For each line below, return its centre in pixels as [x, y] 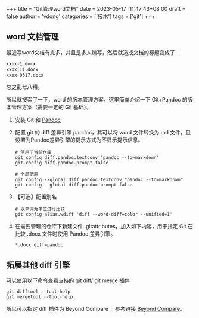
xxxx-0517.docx [25, 75]
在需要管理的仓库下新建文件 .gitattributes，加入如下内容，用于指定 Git [100, 227]
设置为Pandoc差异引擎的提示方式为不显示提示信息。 [79, 140]
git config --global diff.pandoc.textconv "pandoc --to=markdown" [99, 180]
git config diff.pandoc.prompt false [62, 163]
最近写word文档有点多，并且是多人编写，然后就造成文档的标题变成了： [93, 52]
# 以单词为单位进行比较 [40, 209]
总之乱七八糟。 [24, 87]
